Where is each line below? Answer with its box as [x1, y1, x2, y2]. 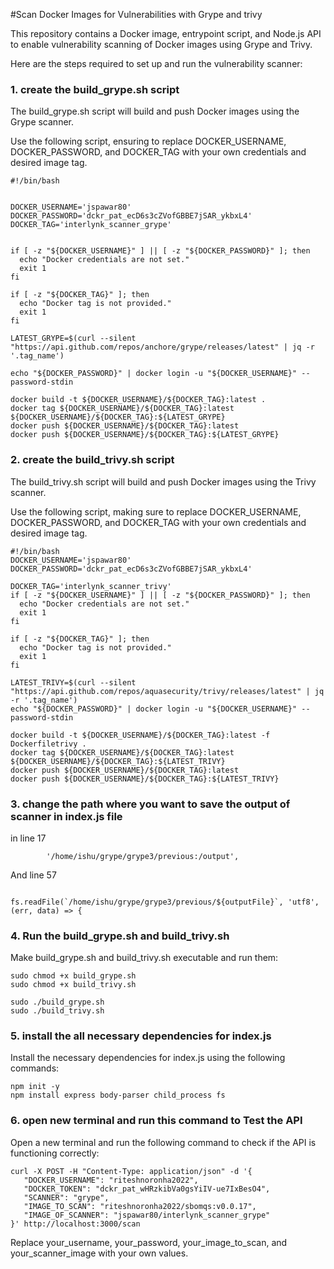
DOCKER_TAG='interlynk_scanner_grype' [10, 220, 172, 230]
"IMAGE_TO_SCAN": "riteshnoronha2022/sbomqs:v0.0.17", [23, 1201, 257, 1211]
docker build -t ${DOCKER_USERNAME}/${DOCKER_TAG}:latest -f [10, 730, 271, 740]
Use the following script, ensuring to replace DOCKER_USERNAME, [10, 135, 287, 148]
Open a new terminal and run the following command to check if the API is [10, 1136, 317, 1148]
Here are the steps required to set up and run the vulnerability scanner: [10, 58, 303, 69]
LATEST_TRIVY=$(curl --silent [10, 677, 137, 688]
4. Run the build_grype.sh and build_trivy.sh [10, 929, 230, 943]
